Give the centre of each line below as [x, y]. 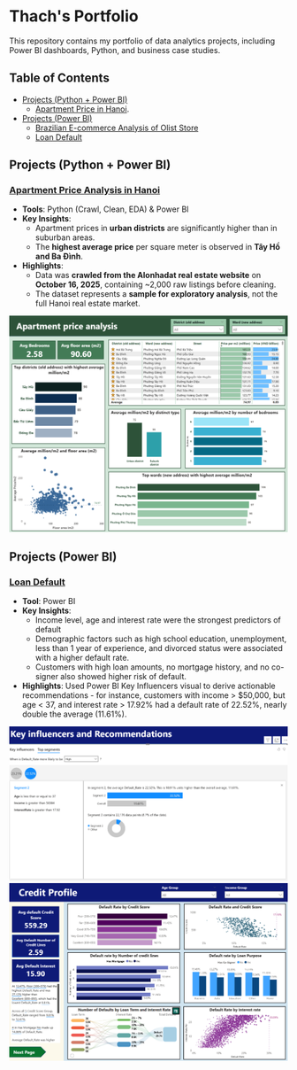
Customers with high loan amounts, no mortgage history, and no [152, 667]
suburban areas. [65, 237]
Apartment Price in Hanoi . [82, 109]
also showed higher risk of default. [124, 677]
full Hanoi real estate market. [88, 304]
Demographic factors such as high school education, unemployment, [161, 639]
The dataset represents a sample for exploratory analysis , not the [156, 294]
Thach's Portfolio [74, 16]
